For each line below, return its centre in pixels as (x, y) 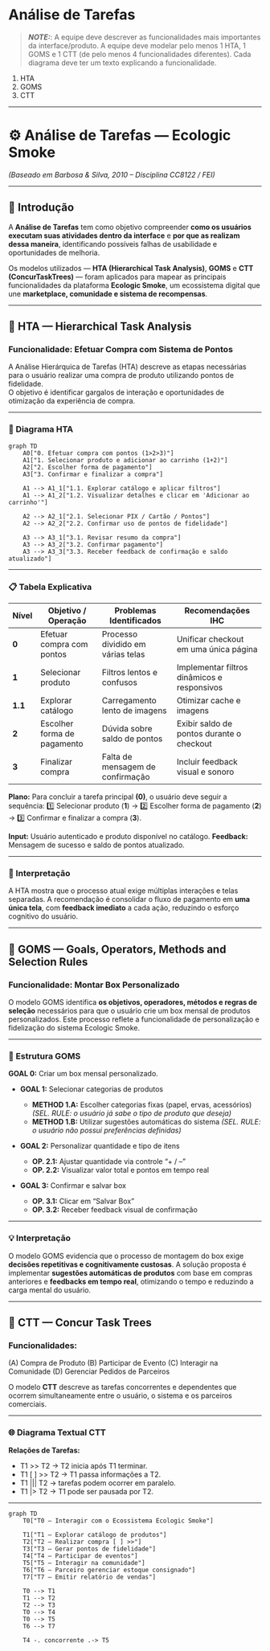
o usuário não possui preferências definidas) (107, 1130)
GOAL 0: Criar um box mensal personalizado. (83, 1074)
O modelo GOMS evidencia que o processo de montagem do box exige (126, 1256)
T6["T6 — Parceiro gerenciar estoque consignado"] (109, 1570)
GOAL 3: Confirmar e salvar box (73, 1186)
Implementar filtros (212, 667)
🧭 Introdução (41, 208)
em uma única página (217, 649)
